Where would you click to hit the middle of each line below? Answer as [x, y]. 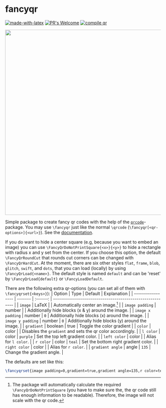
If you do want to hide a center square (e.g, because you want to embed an [82, 242]
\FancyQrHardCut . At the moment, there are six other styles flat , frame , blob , [83, 263]
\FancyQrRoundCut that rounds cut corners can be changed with [69, 257]
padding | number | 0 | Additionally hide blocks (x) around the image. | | [77, 315]
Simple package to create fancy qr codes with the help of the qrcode [75, 222]
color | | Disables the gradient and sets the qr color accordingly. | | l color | [83, 331]
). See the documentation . [67, 232]
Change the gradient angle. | [34, 352]
